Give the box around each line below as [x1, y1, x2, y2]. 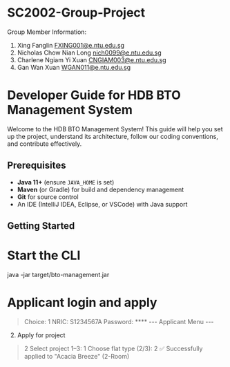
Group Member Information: [7, 28, 87, 36]
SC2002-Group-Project [7, 5, 146, 21]
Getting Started [7, 220, 75, 232]
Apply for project [17, 330, 66, 339]
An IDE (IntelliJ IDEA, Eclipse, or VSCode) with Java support [17, 200, 188, 208]
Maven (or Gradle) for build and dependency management [17, 185, 184, 194]
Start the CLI [7, 247, 81, 263]
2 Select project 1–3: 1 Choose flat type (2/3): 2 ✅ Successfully [23, 344, 203, 352]
